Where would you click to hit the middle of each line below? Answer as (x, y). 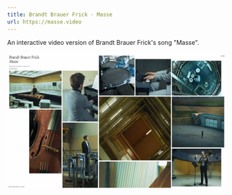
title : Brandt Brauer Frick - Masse (60, 14)
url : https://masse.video (44, 22)
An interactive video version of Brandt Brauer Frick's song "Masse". (103, 42)
